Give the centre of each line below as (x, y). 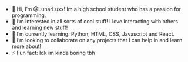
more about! (26, 46)
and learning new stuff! (40, 27)
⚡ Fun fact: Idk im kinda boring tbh (53, 53)
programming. (29, 15)
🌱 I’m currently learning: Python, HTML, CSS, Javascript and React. (93, 34)
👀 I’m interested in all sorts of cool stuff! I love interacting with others (95, 21)
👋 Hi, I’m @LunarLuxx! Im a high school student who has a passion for (96, 9)
